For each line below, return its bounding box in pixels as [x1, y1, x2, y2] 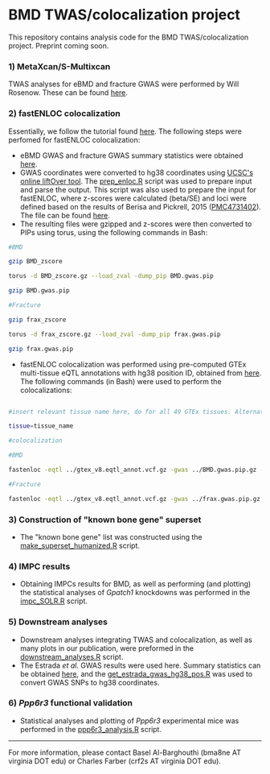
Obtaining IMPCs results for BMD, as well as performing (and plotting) [19, 579, 252, 589]
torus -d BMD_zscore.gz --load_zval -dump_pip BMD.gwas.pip [8, 272, 215, 280]
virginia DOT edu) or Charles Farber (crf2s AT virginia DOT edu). [8, 755, 221, 766]
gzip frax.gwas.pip [8, 345, 74, 353]
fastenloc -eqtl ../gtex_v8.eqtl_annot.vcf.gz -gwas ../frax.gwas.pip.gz [8, 495, 261, 503]
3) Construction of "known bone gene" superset [8, 514, 202, 525]
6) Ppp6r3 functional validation [8, 697, 133, 709]
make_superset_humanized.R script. [19, 540, 141, 550]
